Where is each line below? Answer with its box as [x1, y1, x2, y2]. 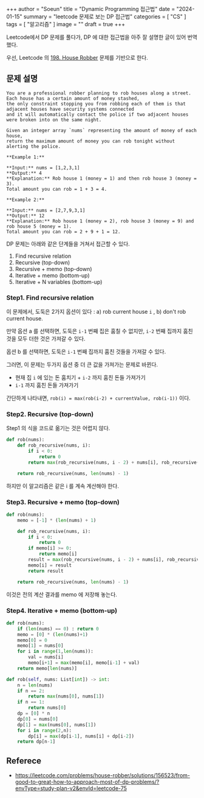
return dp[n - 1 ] [17, 739, 56, 745]
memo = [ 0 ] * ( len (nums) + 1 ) [17, 631, 88, 638]
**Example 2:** [6, 197, 45, 203]
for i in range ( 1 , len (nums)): [17, 648, 94, 655]
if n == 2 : [17, 688, 45, 694]
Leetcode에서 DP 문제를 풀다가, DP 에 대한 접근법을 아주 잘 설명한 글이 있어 [6, 34, 186, 41]
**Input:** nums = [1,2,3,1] [6, 164, 80, 171]
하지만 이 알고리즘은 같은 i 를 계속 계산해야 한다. [6, 482, 120, 489]
